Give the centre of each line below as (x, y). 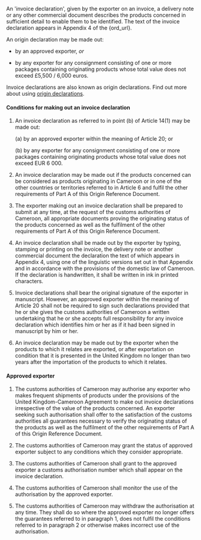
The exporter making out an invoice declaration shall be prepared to (99, 206)
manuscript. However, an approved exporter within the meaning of (97, 299)
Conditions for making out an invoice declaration (68, 107)
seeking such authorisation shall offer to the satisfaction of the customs (103, 415)
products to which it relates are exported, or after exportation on (94, 349)
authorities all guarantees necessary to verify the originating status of (101, 421)
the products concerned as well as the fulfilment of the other (90, 225)
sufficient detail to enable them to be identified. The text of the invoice (93, 21)
